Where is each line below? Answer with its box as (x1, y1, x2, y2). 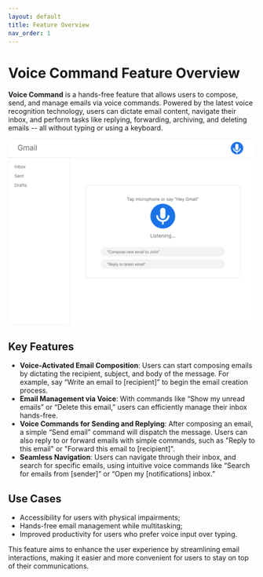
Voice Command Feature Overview (8, 64, 241, 82)
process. (19, 385, 49, 396)
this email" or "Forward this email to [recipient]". (19, 444, 175, 454)
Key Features (8, 340, 75, 353)
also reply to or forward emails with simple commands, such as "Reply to (19, 436, 255, 445)
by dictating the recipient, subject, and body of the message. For (19, 369, 229, 378)
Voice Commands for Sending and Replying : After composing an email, (19, 419, 254, 429)
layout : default (8, 13, 61, 20)
